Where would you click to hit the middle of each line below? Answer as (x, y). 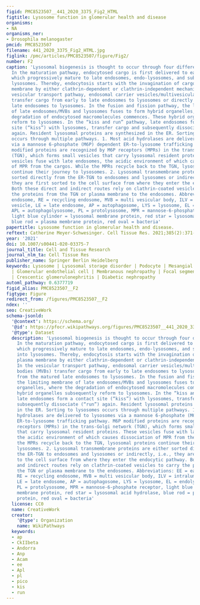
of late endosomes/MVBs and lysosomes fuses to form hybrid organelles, (104, 111)
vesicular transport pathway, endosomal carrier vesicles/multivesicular (105, 95)
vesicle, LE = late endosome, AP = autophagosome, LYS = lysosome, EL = (104, 205)
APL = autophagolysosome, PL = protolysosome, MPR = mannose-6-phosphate (105, 211)
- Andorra (24, 548)
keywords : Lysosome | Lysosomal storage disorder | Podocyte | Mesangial (100, 266)
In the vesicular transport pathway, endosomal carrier (88, 366)
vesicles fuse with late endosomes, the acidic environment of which (99, 161)
